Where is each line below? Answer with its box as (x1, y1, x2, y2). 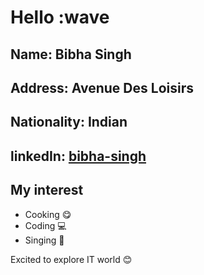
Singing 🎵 (24, 234, 65, 246)
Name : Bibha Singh (10, 46, 132, 63)
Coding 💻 (24, 219, 67, 231)
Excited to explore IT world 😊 (10, 253, 133, 265)
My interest (10, 182, 84, 199)
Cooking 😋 (24, 208, 72, 220)
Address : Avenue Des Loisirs (10, 79, 194, 96)
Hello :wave (10, 6, 110, 29)
